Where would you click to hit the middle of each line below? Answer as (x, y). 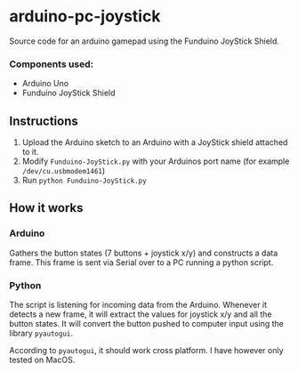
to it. (30, 152)
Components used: (52, 64)
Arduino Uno (45, 84)
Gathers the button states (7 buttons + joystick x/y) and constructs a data (144, 253)
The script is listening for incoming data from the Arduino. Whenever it (138, 305)
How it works (46, 208)
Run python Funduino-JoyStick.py (84, 181)
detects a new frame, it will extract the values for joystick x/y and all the (141, 314)
